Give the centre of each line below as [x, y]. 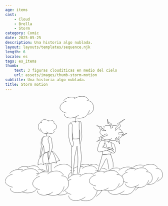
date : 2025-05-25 [23, 38]
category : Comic [22, 33]
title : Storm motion [27, 84]
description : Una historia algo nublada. [49, 43]
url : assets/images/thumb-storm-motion [56, 75]
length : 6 [15, 52]
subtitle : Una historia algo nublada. [45, 80]
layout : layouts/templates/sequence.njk [48, 47]
